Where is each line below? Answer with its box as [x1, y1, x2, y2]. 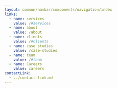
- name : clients [9, 35, 42, 40]
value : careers [13, 66, 45, 71]
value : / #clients [13, 39, 49, 44]
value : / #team [13, 57, 42, 62]
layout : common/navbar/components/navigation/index [4, 7, 112, 12]
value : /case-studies [13, 48, 57, 53]
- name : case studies [9, 44, 53, 48]
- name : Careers [9, 62, 42, 66]
